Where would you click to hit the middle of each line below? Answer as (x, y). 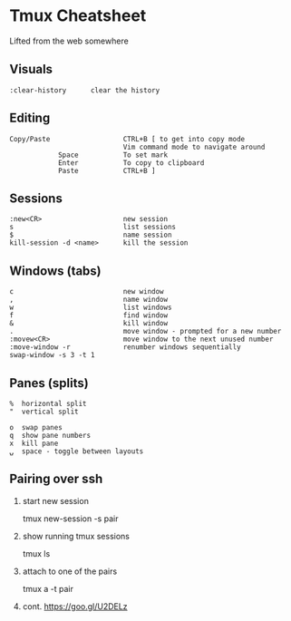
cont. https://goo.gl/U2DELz (75, 606)
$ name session (91, 235)
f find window (89, 315)
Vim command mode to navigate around (194, 147)
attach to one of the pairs (70, 571)
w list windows (91, 308)
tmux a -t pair (48, 588)
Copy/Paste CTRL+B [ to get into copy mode (127, 139)
